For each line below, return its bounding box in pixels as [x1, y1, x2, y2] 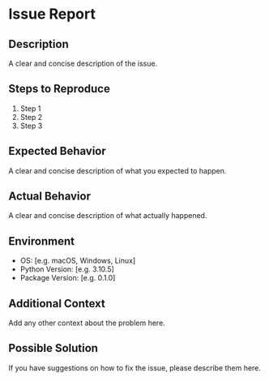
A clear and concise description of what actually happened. [8, 211, 207, 220]
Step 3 [19, 121, 43, 131]
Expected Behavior [8, 144, 107, 158]
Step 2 [19, 112, 43, 122]
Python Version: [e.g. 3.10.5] [19, 264, 115, 274]
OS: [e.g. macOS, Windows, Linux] [19, 256, 136, 266]
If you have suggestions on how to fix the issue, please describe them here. [8, 362, 262, 373]
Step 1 [19, 103, 41, 113]
